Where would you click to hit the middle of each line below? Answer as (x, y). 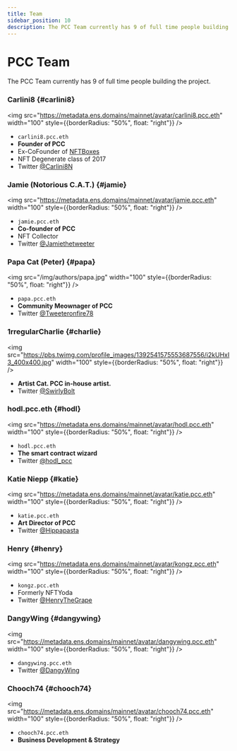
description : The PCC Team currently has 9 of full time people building (118, 27)
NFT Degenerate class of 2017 (62, 159)
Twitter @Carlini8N (45, 166)
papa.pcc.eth (37, 299)
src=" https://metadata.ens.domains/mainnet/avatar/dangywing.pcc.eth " (112, 641)
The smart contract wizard (57, 453)
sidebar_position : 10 (39, 20)
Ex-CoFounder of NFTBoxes (59, 151)
